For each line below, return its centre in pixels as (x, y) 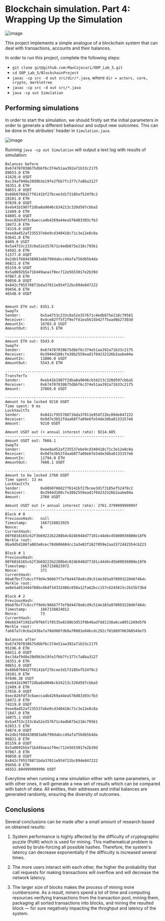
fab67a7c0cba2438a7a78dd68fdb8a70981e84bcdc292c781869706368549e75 (76, 631)
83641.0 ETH (17, 237)
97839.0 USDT (18, 203)
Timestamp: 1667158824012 (37, 609)
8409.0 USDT (17, 242)
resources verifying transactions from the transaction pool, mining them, (86, 897)
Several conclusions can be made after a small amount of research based (80, 822)
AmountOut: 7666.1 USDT (35, 462)
